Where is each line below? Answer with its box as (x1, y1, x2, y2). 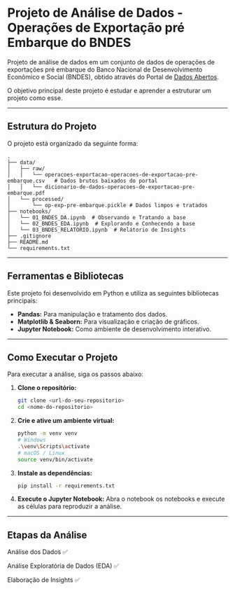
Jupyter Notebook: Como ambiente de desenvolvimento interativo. (17, 324, 212, 333)
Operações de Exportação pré (7, 20, 185, 36)
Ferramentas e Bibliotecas (7, 270, 124, 282)
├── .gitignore (7, 232, 52, 239)
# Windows (17, 436, 47, 443)
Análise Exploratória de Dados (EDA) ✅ (7, 562, 120, 570)
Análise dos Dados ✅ (7, 548, 69, 556)
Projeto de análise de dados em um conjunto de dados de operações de (7, 57, 215, 66)
